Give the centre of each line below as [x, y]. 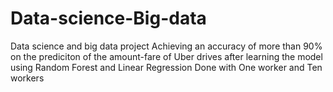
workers [27, 78]
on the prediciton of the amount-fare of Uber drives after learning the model [166, 56]
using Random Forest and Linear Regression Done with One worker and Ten [166, 67]
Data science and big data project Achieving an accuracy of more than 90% [166, 46]
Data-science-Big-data [108, 18]
